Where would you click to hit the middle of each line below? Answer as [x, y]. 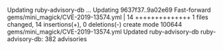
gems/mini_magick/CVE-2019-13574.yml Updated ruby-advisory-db [103, 32]
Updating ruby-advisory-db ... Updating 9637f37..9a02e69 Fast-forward [109, 10]
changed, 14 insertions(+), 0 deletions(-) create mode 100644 [95, 24]
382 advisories [66, 39]
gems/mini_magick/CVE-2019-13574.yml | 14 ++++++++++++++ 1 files [108, 17]
